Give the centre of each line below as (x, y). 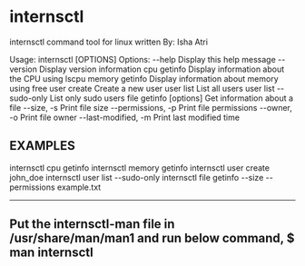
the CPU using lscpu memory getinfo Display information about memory (144, 78)
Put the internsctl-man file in (92, 224)
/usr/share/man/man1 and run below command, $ (152, 238)
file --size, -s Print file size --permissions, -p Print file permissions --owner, (151, 107)
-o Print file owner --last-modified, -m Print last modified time (125, 117)
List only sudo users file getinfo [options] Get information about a (171, 98)
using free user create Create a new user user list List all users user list (142, 88)
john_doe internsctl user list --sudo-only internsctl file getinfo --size (137, 177)
